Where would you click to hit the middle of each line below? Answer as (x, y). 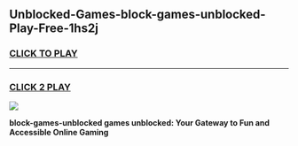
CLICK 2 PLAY (40, 87)
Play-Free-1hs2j (54, 29)
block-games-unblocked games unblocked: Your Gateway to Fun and (140, 122)
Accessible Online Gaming (59, 132)
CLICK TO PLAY (43, 54)
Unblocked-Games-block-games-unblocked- (137, 15)
